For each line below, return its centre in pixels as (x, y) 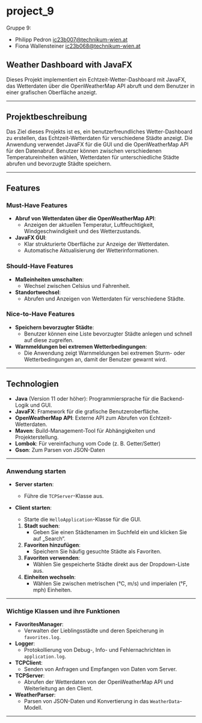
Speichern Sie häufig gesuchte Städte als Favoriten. (97, 551)
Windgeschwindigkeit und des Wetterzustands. (82, 231)
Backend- (172, 398)
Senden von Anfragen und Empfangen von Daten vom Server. (100, 669)
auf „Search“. (49, 538)
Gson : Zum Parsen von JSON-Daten (60, 450)
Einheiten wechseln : (50, 577)
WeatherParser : (35, 695)
